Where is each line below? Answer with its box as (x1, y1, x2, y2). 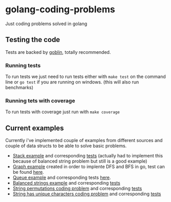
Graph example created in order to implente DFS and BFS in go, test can (12, 164, 165, 170)
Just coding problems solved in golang (5, 21, 88, 27)
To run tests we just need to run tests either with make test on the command (5, 73, 166, 80)
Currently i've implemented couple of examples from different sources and (5, 137, 163, 144)
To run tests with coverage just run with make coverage (5, 109, 120, 115)
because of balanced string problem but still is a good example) (12, 158, 147, 165)
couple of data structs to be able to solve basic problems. (5, 143, 127, 149)
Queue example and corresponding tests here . (12, 174, 111, 180)
